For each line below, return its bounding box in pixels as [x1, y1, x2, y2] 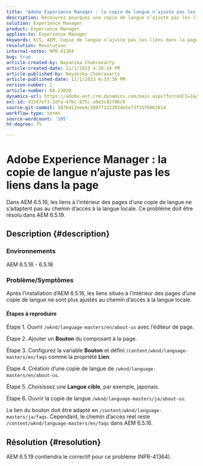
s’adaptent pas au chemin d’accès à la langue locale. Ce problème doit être [6, 205, 193, 212]
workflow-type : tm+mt [6, 110, 61, 116]
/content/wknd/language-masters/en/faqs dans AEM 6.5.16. [6, 419, 153, 427]
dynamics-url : [6, 93, 42, 99]
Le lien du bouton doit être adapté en [6, 407, 98, 414]
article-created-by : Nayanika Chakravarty [6, 59, 115, 65]
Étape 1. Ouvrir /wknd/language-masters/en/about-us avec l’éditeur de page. [6, 323, 195, 330]
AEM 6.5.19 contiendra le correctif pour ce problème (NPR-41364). [6, 453, 172, 461]
